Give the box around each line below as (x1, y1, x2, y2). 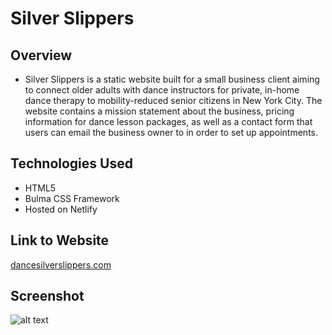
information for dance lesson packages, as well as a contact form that (24, 116, 313, 127)
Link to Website (10, 232, 110, 249)
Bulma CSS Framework (24, 192, 120, 204)
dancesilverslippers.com (10, 258, 112, 271)
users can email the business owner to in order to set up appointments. (24, 127, 319, 138)
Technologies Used (10, 155, 133, 172)
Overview (10, 47, 73, 64)
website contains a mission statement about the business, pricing (24, 105, 295, 117)
